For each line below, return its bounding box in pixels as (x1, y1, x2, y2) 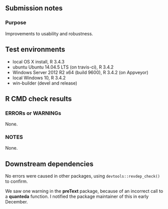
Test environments (5, 45, 65, 54)
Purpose (5, 19, 27, 26)
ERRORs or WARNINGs (5, 109, 62, 116)
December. (5, 199, 28, 205)
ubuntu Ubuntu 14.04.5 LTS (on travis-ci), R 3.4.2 (12, 64, 114, 70)
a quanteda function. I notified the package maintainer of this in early (5, 193, 149, 199)
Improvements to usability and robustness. (5, 30, 93, 37)
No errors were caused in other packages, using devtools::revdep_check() (5, 173, 160, 179)
